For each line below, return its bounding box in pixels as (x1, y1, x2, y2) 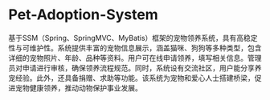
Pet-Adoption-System (8, 6, 158, 24)
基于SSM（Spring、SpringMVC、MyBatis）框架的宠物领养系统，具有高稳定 (8, 33, 259, 42)
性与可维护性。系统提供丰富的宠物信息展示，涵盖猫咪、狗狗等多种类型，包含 (8, 42, 262, 53)
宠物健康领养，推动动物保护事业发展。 (14, 82, 142, 93)
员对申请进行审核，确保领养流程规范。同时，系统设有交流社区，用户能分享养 (8, 62, 262, 73)
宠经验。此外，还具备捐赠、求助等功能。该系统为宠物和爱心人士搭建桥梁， (8, 73, 255, 82)
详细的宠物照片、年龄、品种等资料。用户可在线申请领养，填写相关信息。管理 (8, 53, 262, 62)
